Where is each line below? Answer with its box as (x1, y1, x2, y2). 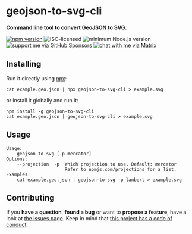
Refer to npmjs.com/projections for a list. (64, 166, 177, 172)
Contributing (6, 192, 55, 203)
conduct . (6, 221, 29, 229)
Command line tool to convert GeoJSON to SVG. (6, 24, 127, 31)
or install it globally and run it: (6, 96, 78, 104)
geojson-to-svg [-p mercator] (17, 151, 92, 157)
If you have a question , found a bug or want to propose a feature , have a (6, 208, 187, 216)
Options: (6, 156, 28, 162)
